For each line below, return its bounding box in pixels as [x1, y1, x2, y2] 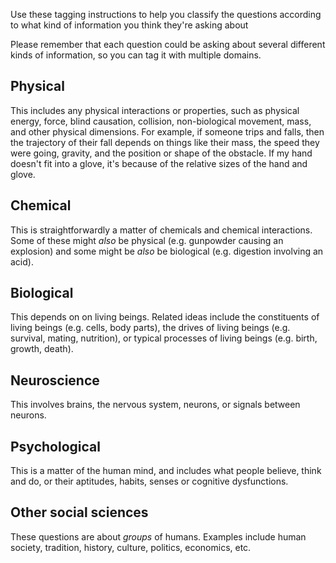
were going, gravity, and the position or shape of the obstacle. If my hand [10, 147, 313, 159]
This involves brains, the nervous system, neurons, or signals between [10, 399, 301, 411]
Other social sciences [10, 504, 149, 521]
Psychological [10, 438, 101, 455]
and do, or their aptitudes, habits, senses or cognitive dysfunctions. [10, 475, 289, 488]
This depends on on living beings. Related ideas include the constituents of [10, 311, 320, 323]
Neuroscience [10, 372, 100, 389]
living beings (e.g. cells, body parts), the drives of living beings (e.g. [10, 322, 291, 334]
